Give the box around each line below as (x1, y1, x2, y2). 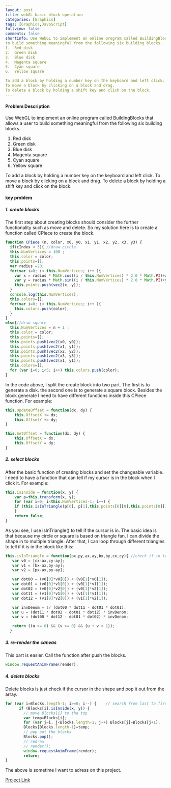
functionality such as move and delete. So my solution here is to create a (5, 224, 158, 231)
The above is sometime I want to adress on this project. (5, 767, 122, 773)
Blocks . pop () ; (23, 734, 53, 740)
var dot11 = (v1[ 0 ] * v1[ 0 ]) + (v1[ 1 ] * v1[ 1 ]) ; (12, 591, 108, 596)
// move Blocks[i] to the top (23, 711, 88, 716)
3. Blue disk (5, 54, 36, 60)
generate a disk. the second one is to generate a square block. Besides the (5, 387, 162, 393)
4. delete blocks (5, 673, 40, 679)
